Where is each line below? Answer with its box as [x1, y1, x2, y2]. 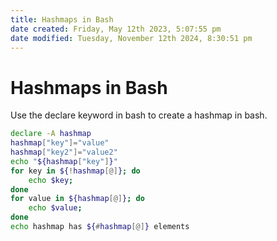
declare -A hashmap [10, 129, 92, 139]
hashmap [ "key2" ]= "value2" [10, 147, 118, 158]
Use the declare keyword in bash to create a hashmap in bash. [10, 109, 268, 121]
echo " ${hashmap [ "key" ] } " [10, 156, 118, 166]
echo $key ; [28, 175, 74, 185]
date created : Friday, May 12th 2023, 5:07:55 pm [10, 24, 222, 34]
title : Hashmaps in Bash [10, 14, 114, 25]
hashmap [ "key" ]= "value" [10, 138, 110, 148]
